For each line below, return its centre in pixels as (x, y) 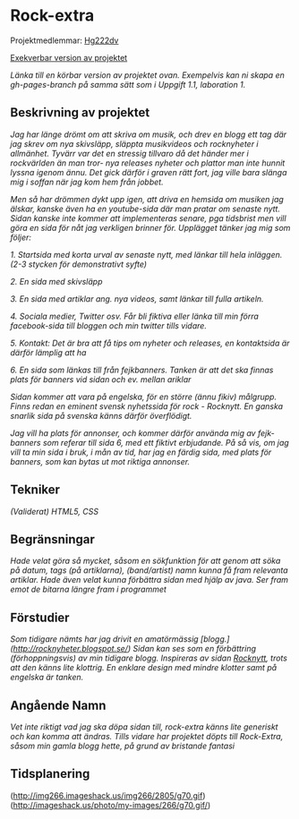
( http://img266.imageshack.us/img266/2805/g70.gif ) (108, 795)
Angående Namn (58, 705)
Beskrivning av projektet (80, 113)
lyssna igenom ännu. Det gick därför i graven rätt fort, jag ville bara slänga (149, 172)
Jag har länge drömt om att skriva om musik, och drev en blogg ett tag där (149, 134)
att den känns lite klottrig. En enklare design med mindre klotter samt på (144, 668)
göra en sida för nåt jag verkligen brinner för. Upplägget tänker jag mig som (150, 227)
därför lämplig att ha (48, 352)
